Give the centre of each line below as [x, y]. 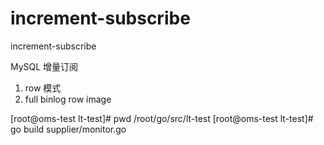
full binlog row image [68, 99]
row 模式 [43, 88]
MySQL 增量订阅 [44, 66]
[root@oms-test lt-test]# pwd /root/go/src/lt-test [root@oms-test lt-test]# [162, 118]
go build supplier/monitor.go [68, 129]
